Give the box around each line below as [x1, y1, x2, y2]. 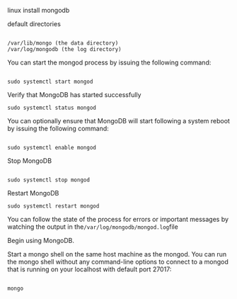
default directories [7, 20, 62, 28]
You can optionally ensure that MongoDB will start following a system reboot [7, 117, 230, 125]
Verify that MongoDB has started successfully [7, 91, 141, 98]
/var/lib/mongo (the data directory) [7, 40, 119, 47]
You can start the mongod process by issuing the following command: [7, 58, 212, 67]
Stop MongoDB [7, 157, 52, 165]
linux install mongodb [7, 6, 70, 14]
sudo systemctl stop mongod [7, 176, 91, 184]
